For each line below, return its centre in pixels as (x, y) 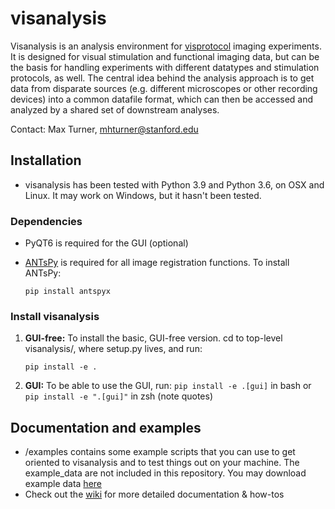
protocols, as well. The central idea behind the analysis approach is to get (162, 78)
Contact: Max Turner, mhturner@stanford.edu (104, 129)
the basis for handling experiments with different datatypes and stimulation (165, 67)
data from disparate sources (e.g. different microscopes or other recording (164, 88)
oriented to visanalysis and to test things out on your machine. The (162, 463)
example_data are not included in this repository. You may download (165, 473)
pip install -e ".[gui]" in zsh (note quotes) (118, 396)
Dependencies (46, 221)
